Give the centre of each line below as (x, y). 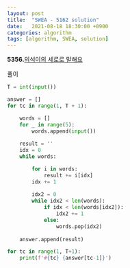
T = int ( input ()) (32, 87)
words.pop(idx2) (79, 226)
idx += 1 (44, 182)
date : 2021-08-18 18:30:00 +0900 (58, 26)
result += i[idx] (68, 175)
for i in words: (55, 169)
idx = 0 (30, 150)
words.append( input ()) (64, 131)
